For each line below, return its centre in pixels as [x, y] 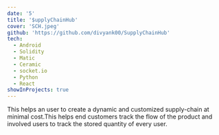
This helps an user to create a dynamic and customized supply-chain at [108, 110]
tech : [15, 39]
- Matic [24, 58]
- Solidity [29, 52]
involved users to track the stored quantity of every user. [87, 124]
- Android [27, 45]
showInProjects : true [38, 90]
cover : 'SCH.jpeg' [33, 26]
